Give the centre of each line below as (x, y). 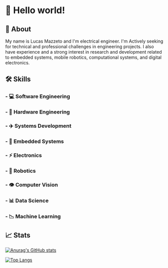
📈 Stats (18, 235)
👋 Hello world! (35, 10)
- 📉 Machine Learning (33, 216)
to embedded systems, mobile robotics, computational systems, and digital (83, 57)
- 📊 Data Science (27, 201)
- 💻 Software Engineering (38, 97)
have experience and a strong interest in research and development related (83, 52)
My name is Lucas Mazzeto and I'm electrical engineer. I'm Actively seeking (84, 41)
